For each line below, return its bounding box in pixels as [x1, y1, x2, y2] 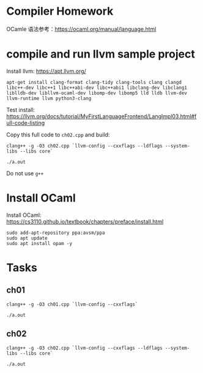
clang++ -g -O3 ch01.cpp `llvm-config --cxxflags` [6, 301, 138, 307]
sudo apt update [6, 235, 48, 241]
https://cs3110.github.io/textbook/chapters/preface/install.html [6, 217, 164, 225]
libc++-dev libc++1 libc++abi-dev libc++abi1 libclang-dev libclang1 [6, 85, 188, 91]
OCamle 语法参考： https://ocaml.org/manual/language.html [6, 25, 157, 32]
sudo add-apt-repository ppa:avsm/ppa [6, 230, 105, 236]
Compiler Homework [6, 4, 114, 18]
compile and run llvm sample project [6, 47, 196, 61]
